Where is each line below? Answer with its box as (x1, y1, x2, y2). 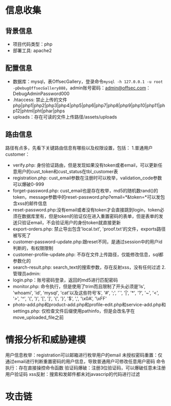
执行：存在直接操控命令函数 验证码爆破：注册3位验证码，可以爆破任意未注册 (5, 365, 166, 371)
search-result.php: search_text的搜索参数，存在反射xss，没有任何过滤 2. (12, 264, 166, 270)
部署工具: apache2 (12, 47, 52, 54)
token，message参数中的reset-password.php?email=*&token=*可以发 (12, 194, 161, 200)
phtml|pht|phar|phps (21, 108, 65, 114)
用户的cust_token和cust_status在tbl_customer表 (17, 168, 118, 174)
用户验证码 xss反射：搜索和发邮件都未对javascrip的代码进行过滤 (5, 371, 140, 377)
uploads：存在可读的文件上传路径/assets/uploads (12, 113, 117, 120)
